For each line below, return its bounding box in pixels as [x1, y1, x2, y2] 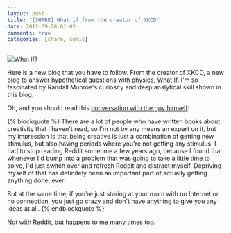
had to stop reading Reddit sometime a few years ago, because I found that [7, 147, 223, 155]
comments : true [7, 29, 51, 37]
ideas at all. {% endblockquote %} [7, 205, 105, 213]
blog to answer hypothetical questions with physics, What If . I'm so [7, 76, 199, 84]
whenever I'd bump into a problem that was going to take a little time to [7, 154, 210, 163]
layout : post [7, 10, 45, 17]
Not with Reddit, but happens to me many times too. [7, 218, 156, 226]
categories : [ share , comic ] [7, 36, 89, 43]
